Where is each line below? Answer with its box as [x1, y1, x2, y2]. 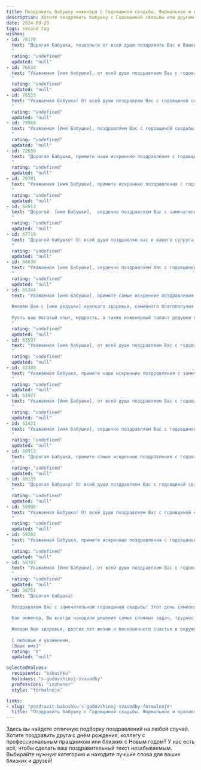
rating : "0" [11, 649, 42, 655]
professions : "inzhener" [11, 681, 74, 687]
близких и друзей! [6, 757, 53, 765]
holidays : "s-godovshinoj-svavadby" [11, 676, 103, 682]
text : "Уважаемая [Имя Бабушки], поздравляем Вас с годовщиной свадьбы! [11, 126, 197, 132]
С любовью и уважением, [11, 637, 71, 643]
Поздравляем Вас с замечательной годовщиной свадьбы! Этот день [11, 604, 175, 610]
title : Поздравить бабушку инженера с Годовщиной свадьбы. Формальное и [6, 8, 191, 15]
